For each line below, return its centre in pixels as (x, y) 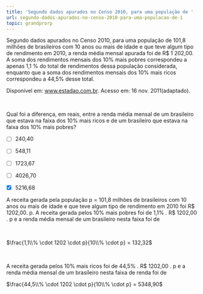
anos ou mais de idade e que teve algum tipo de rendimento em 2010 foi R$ (101, 206)
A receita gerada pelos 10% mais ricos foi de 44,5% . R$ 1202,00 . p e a (96, 266)
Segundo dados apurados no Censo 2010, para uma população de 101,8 (96, 41)
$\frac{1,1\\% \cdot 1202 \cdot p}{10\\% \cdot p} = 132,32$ (79, 242)
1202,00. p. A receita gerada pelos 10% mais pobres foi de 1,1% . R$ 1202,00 (102, 212)
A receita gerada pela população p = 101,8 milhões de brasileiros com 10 (96, 199)
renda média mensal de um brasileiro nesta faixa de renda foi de (86, 272)
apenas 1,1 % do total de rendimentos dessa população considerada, (92, 66)
